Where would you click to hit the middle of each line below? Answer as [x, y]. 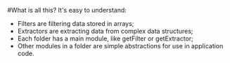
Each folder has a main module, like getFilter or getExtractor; [105, 38]
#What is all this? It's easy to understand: [67, 10]
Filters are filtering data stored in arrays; [76, 23]
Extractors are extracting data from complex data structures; [105, 31]
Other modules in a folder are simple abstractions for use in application [120, 46]
